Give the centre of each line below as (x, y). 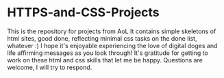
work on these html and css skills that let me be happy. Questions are (105, 60)
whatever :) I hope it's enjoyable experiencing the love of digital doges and (112, 45)
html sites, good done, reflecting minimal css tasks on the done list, (102, 38)
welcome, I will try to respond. (50, 67)
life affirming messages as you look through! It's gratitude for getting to (108, 53)
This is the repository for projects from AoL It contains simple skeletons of (112, 31)
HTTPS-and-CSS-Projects (83, 13)
